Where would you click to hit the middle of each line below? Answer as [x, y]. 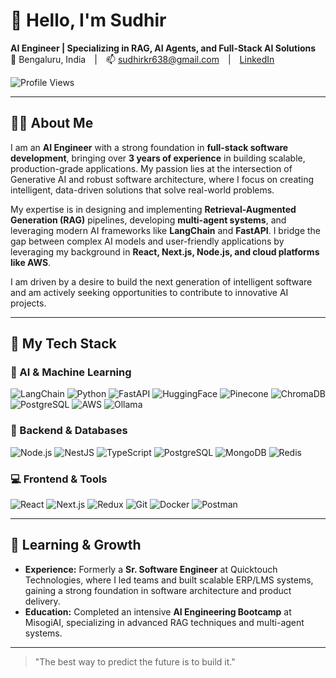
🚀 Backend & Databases [69, 431]
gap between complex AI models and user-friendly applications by [147, 241]
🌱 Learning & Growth [76, 545]
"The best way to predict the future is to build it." [135, 661]
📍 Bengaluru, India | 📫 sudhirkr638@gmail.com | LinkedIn [142, 59]
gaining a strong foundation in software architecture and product [158, 590]
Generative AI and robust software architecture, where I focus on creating [162, 179]
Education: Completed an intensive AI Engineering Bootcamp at [158, 611]
